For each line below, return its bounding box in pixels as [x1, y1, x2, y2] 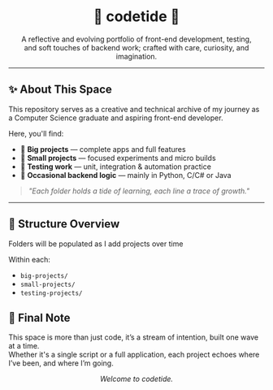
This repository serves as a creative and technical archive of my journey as [8, 104, 260, 114]
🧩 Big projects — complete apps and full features [19, 144, 186, 154]
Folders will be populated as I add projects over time [8, 239, 184, 249]
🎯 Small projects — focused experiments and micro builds [19, 153, 217, 162]
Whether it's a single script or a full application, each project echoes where [8, 349, 260, 360]
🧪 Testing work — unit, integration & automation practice [19, 162, 211, 171]
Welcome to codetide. [100, 374, 173, 384]
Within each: [8, 254, 51, 264]
